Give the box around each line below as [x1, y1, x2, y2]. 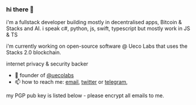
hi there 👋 [6, 5, 34, 14]
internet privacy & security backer [6, 60, 88, 67]
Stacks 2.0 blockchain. [6, 49, 62, 56]
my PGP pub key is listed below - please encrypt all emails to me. [6, 92, 165, 99]
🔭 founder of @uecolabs [14, 72, 74, 79]
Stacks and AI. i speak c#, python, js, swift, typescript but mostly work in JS [6, 25, 190, 32]
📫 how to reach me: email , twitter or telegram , [14, 78, 128, 86]
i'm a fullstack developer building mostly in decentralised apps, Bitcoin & [6, 19, 182, 26]
